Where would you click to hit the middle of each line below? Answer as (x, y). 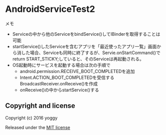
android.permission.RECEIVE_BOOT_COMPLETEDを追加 (77, 71)
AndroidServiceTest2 (50, 9)
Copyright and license (40, 106)
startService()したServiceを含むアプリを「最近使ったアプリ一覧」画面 (84, 46)
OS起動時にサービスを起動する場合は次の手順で (61, 65)
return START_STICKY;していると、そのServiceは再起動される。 (78, 59)
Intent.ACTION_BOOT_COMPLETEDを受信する (67, 77)
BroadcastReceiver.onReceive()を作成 (59, 83)
